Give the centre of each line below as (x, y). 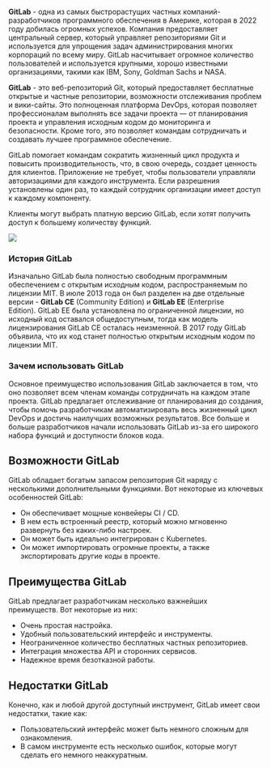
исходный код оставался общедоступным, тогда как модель (113, 319)
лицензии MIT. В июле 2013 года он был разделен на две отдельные (127, 293)
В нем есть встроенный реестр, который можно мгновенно (124, 522)
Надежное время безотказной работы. (87, 660)
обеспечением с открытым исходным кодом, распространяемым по (128, 285)
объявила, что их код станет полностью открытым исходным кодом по (132, 336)
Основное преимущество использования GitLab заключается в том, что (133, 383)
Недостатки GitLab (59, 685)
